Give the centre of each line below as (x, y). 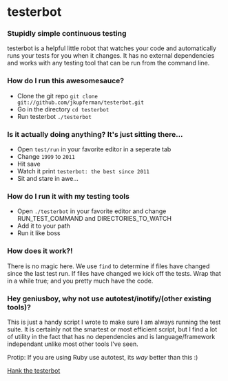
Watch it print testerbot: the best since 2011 (83, 171)
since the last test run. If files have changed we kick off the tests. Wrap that (114, 273)
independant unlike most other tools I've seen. (73, 344)
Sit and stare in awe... (48, 179)
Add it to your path (44, 226)
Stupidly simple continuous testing (67, 34)
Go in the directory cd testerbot (63, 109)
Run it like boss (39, 233)
